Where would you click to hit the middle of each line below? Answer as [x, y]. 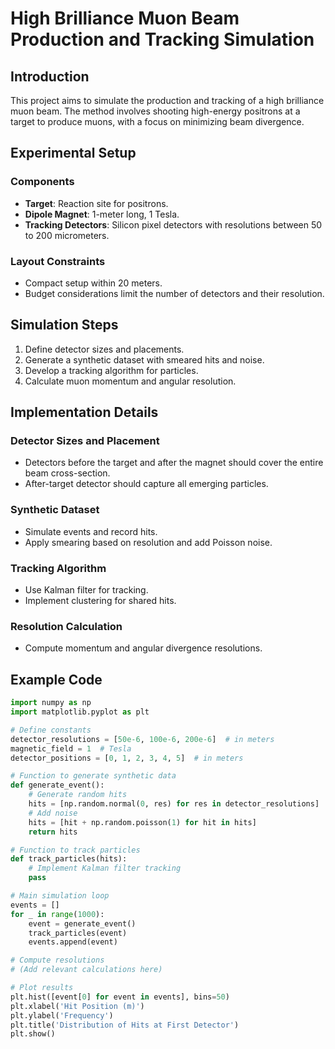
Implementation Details [84, 412]
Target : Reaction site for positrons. [96, 203]
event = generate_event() [82, 923]
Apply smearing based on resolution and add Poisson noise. [148, 542]
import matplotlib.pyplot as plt [80, 712]
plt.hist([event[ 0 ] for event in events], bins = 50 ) [120, 997]
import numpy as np [51, 703]
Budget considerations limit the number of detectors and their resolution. [174, 293]
